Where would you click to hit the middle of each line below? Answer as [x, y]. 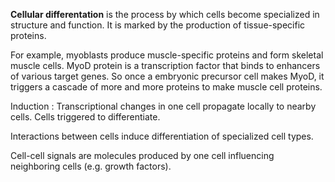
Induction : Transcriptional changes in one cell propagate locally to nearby [163, 106]
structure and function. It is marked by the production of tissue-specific [158, 25]
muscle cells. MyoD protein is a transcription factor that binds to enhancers [165, 65]
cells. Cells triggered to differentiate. [85, 117]
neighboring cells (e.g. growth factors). [91, 166]
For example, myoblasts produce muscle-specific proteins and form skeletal [167, 55]
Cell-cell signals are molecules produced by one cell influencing [142, 155]
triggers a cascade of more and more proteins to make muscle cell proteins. [166, 87]
